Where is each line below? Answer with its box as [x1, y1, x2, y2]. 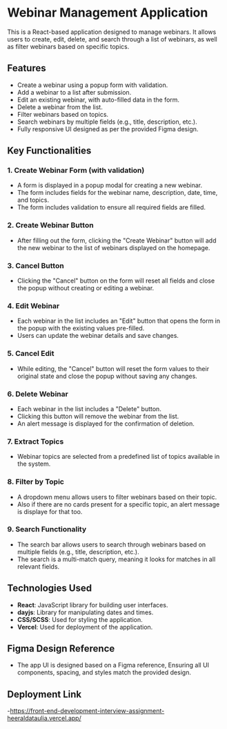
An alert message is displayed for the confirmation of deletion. [17, 419, 195, 428]
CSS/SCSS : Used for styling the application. [17, 615, 143, 623]
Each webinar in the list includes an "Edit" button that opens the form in [17, 316, 221, 325]
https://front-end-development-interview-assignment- [10, 707, 165, 715]
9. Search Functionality [7, 524, 87, 534]
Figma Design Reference [7, 643, 115, 654]
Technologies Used [7, 583, 92, 594]
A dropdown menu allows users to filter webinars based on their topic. [17, 493, 217, 501]
